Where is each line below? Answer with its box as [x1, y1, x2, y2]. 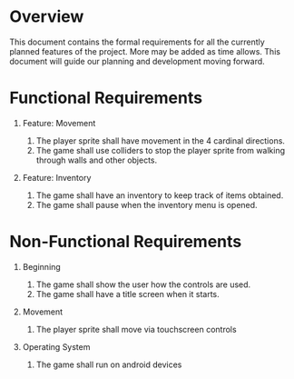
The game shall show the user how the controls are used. [35, 279, 251, 290]
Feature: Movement [22, 117, 96, 128]
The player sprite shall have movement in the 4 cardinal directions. [35, 135, 286, 146]
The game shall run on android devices [35, 359, 182, 370]
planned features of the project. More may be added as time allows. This [9, 45, 281, 56]
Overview [9, 6, 84, 27]
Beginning [22, 261, 61, 272]
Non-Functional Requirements [9, 232, 242, 252]
